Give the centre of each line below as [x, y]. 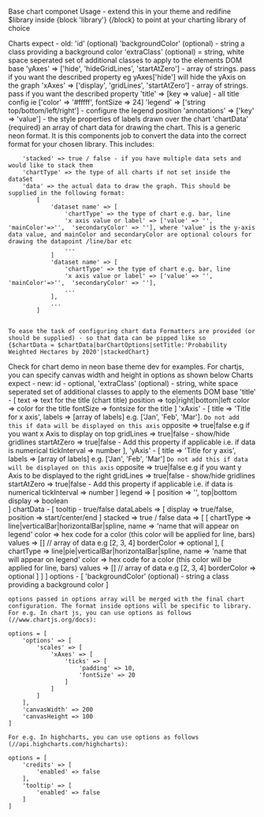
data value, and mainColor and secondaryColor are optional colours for [130, 234]
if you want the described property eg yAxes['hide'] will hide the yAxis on [127, 77]
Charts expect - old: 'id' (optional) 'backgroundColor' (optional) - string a [126, 43]
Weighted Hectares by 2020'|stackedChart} [79, 352]
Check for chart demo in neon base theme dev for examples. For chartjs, [126, 367]
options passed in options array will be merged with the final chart [126, 599]
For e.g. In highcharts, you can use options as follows [104, 737]
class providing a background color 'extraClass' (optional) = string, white [126, 52]
